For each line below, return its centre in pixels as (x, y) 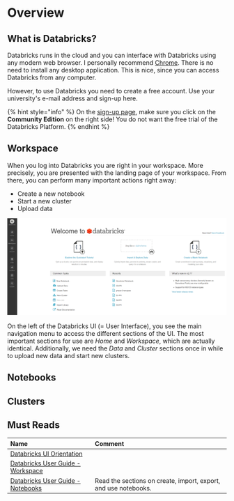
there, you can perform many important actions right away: (92, 180)
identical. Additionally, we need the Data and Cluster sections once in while (115, 348)
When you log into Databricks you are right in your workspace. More (105, 165)
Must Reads (34, 425)
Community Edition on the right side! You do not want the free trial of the (112, 119)
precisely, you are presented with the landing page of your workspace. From (117, 173)
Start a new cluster (44, 201)
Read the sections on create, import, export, (158, 480)
